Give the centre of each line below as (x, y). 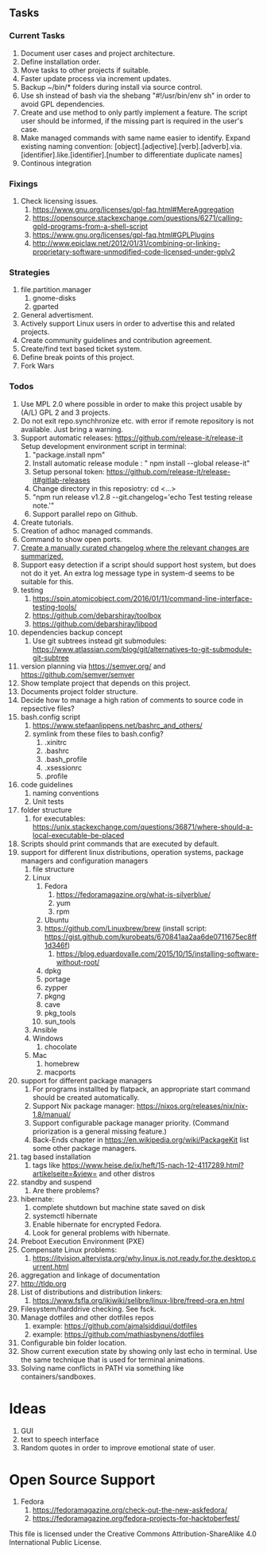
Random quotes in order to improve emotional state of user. (118, 1447)
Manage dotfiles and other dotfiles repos (87, 1317)
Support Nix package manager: (84, 1106)
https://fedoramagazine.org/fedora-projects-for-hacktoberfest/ (136, 1519)
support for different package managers (86, 1080)
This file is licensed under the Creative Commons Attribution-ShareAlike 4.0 (133, 1534)
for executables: (59, 818)
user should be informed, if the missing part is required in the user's (132, 121)
